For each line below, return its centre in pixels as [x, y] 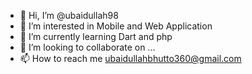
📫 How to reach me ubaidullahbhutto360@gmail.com [130, 58]
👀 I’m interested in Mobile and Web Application [116, 26]
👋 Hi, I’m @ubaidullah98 [69, 15]
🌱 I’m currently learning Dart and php [96, 36]
